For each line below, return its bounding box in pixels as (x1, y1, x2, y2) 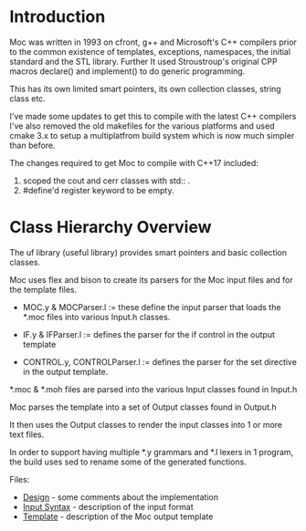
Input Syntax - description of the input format (22, 501, 194, 512)
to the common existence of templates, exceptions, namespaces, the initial (9, 46, 290, 57)
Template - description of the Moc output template (22, 511, 214, 522)
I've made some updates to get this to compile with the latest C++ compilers (9, 110, 297, 121)
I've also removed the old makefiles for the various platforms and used (9, 120, 275, 131)
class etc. (9, 93, 46, 104)
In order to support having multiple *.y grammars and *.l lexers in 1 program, (9, 446, 294, 457)
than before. (9, 140, 57, 151)
